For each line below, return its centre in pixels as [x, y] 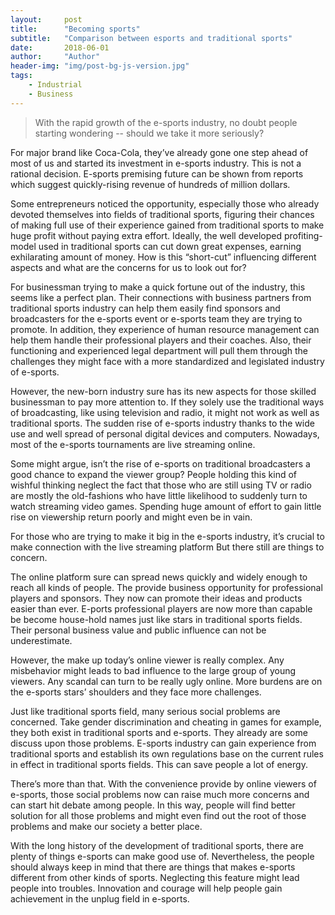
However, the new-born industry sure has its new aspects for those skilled [163, 391]
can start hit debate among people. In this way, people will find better [153, 805]
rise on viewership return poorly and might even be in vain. [131, 517]
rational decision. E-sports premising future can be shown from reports [157, 173]
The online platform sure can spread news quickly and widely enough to [159, 577]
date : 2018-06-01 [60, 47]
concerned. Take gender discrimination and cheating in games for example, [166, 722]
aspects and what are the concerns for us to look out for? [128, 267]
